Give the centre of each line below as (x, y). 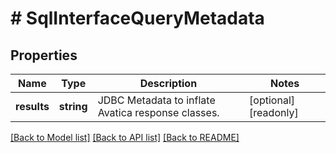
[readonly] (274, 112)
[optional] (272, 100)
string (73, 106)
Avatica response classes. (158, 112)
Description (168, 83)
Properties (44, 55)
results (32, 106)
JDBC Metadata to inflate (156, 100)
